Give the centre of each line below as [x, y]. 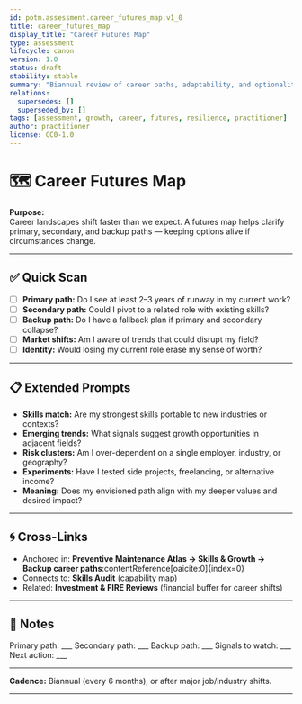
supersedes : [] [46, 101]
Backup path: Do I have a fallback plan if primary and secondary [142, 320]
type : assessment [42, 43]
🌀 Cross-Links [49, 537]
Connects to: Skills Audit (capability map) [100, 578]
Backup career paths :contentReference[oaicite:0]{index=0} [133, 568]
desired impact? [52, 500]
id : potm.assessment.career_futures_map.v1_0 [96, 18]
